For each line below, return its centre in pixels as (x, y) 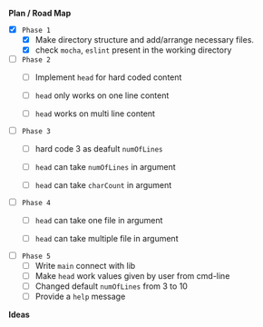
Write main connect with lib (85, 265)
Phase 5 (36, 256)
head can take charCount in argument (103, 184)
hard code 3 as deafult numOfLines (99, 148)
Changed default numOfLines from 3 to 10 (111, 286)
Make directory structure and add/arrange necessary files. (145, 39)
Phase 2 (36, 59)
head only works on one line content (102, 95)
